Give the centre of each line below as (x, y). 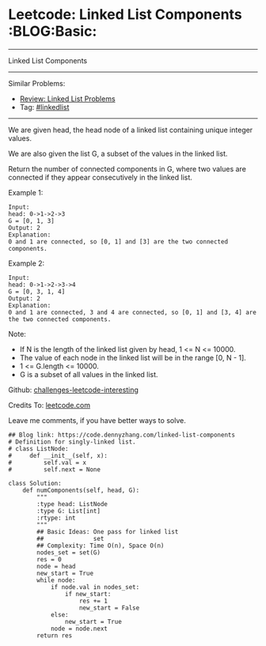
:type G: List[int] (69, 511)
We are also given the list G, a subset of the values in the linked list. (118, 153)
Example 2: (27, 263)
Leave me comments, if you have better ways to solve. (97, 420)
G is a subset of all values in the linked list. (89, 374)
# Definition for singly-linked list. (72, 442)
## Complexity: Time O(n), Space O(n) (101, 546)
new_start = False (109, 608)
